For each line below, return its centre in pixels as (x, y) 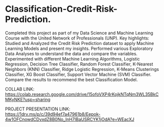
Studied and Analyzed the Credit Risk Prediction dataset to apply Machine (80, 43)
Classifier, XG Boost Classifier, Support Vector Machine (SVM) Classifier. (78, 74)
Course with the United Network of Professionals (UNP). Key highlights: (77, 38)
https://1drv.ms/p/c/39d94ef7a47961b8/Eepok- (53, 114)
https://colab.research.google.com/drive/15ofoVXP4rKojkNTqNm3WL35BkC (82, 94)
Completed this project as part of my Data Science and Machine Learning (79, 33)
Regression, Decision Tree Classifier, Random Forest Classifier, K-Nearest (79, 64)
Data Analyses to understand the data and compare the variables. (71, 53)
